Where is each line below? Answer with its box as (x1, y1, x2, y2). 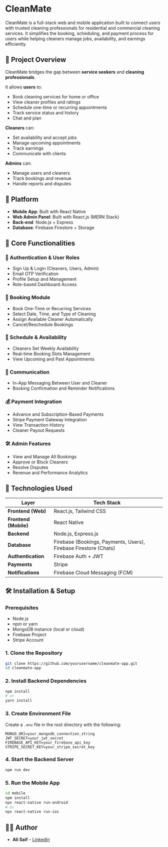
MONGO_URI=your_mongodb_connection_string (5, 731, 95, 736)
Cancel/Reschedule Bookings (12, 321, 73, 327)
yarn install (5, 698, 32, 703)
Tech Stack (93, 499, 121, 506)
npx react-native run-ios (5, 809, 59, 814)
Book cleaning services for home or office (12, 93, 99, 99)
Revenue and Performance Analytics (12, 469, 88, 475)
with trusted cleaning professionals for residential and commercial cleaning (5, 25, 160, 31)
